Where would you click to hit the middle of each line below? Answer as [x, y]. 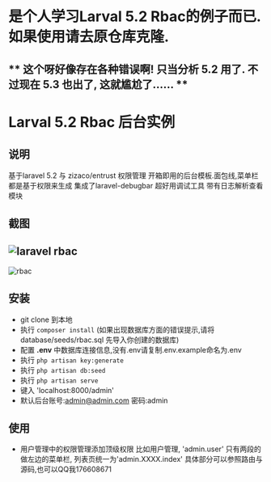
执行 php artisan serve [59, 380]
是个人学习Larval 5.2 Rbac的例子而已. [135, 17]
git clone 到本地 [46, 319]
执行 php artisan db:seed [63, 370]
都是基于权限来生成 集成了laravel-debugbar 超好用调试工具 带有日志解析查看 [136, 185]
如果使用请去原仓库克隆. [89, 37]
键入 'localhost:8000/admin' [67, 390]
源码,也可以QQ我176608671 [66, 469]
